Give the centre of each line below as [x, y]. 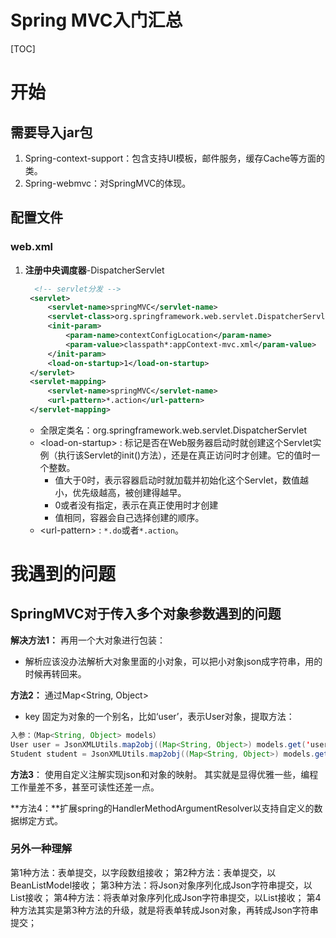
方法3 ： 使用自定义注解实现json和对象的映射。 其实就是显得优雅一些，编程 [164, 774]
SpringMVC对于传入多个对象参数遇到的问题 [146, 614]
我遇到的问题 [63, 574]
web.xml [32, 247]
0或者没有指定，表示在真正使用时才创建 [136, 505]
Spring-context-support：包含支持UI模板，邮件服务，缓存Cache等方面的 [175, 158]
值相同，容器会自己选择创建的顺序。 [129, 517]
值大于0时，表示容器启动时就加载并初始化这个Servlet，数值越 [181, 480]
